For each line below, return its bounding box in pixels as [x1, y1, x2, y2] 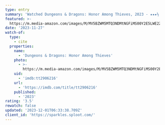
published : [14, 90, 36, 94]
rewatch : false [5, 103, 36, 108]
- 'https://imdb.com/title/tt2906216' [18, 85, 98, 90]
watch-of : [5, 30, 26, 35]
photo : [14, 58, 27, 62]
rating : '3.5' [5, 99, 34, 104]
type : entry [5, 7, 29, 12]
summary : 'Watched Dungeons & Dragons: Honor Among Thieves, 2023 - [5, 12, 148, 17]
